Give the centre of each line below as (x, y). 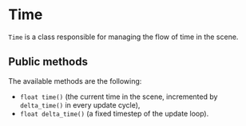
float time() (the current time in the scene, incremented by (119, 96)
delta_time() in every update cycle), (80, 104)
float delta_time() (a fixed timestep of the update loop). (114, 113)
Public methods (48, 62)
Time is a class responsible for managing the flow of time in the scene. (123, 37)
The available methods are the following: (75, 81)
